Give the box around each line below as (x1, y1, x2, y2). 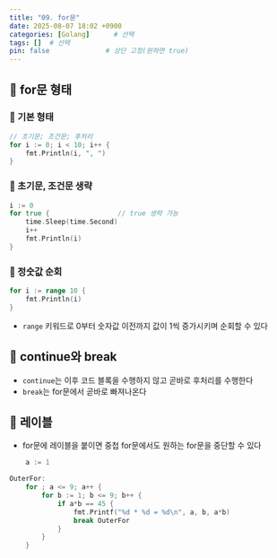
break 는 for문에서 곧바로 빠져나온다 (22, 386, 147, 397)
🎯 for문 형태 (9, 82, 73, 97)
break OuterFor (73, 516, 130, 525)
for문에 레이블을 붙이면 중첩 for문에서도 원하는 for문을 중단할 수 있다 (22, 440, 262, 451)
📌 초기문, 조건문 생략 (9, 180, 92, 193)
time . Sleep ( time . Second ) (25, 217, 118, 227)
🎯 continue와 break (9, 349, 117, 364)
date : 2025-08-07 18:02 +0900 (9, 22, 123, 31)
